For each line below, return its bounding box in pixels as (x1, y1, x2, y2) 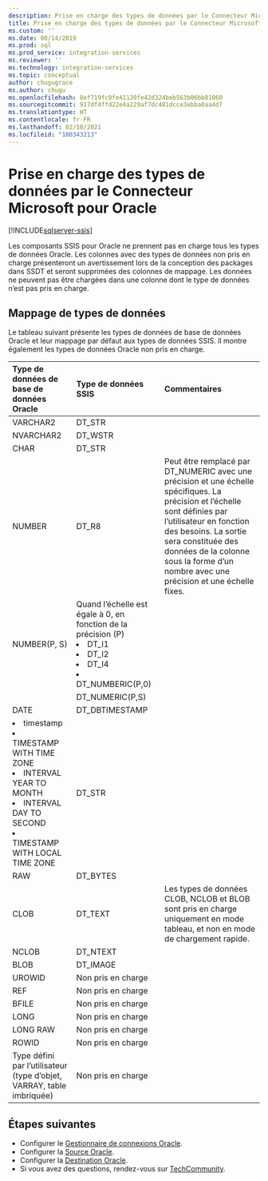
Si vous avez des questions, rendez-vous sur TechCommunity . (19, 1164, 226, 1174)
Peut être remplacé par (164, 456, 250, 467)
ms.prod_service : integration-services (8, 49, 141, 57)
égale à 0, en (76, 609, 125, 620)
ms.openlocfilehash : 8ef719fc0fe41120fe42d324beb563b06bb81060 (8, 93, 223, 101)
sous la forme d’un (164, 556, 234, 567)
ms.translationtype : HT (8, 109, 88, 117)
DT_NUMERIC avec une (164, 466, 253, 477)
